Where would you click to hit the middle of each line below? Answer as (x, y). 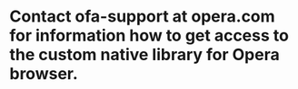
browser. (44, 74)
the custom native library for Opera (144, 55)
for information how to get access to (149, 36)
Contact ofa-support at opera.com (142, 17)
